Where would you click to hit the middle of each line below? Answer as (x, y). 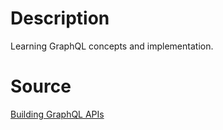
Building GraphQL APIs (57, 114)
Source (41, 86)
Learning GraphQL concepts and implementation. (112, 46)
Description (60, 18)
